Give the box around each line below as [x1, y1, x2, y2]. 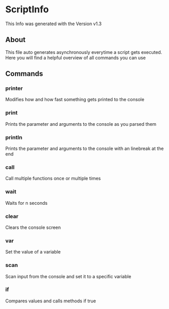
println [5, 133, 23, 141]
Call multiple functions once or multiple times [5, 176, 101, 182]
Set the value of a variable [5, 249, 61, 255]
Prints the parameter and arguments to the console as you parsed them [5, 121, 157, 127]
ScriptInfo [5, 4, 49, 15]
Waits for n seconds [5, 200, 48, 206]
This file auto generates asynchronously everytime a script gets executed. [5, 49, 162, 55]
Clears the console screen [5, 224, 61, 230]
